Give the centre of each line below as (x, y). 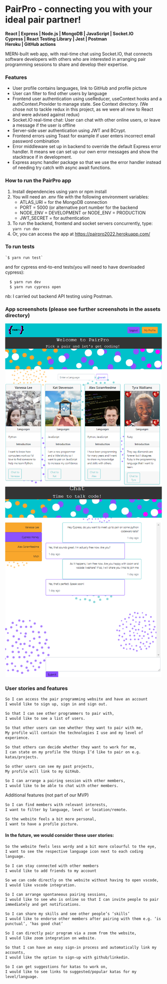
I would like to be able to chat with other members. (62, 786)
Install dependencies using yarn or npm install (59, 191)
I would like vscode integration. (41, 885)
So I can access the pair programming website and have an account (77, 699)
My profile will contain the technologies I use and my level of (74, 733)
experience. (17, 738)
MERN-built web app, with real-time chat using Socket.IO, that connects (79, 54)
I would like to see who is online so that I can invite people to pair (82, 899)
